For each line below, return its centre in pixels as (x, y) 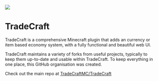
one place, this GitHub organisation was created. (54, 64)
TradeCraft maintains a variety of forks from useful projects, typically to (76, 54)
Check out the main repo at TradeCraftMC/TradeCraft (58, 73)
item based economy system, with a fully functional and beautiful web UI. (78, 45)
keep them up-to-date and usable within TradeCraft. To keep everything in (79, 59)
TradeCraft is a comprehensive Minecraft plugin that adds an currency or (78, 40)
